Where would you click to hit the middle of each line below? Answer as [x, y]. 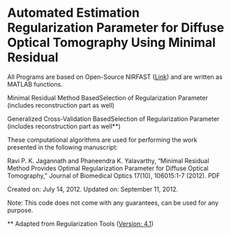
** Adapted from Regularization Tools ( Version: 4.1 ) [81, 223]
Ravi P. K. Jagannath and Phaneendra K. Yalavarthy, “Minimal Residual [108, 161]
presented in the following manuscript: [63, 147]
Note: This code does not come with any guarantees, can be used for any [113, 202]
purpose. [20, 210]
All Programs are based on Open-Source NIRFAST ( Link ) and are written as [115, 77]
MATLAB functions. [35, 84]
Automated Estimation [74, 13]
